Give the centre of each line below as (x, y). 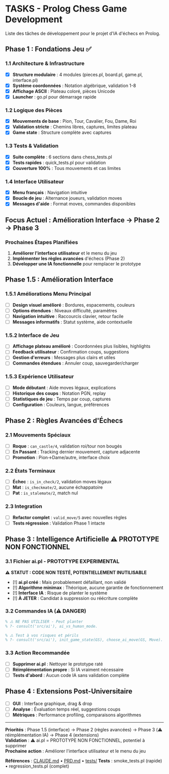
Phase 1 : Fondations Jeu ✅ (48, 49)
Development (34, 19)
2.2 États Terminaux (30, 471)
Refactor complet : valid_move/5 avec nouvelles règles (69, 517)
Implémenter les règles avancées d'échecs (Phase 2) (69, 259)
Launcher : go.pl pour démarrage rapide (54, 97)
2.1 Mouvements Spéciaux (38, 435)
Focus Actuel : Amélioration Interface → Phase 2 (82, 220)
